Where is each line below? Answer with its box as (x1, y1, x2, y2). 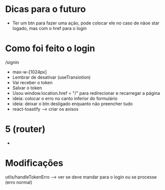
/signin (5, 59, 19, 65)
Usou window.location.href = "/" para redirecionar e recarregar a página (12, 90, 161, 96)
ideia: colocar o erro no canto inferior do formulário (12, 95, 118, 101)
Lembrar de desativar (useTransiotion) (12, 74, 91, 80)
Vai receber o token (12, 79, 53, 85)
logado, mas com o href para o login (12, 25, 87, 31)
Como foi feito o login (5, 43, 95, 54)
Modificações (5, 158, 64, 169)
